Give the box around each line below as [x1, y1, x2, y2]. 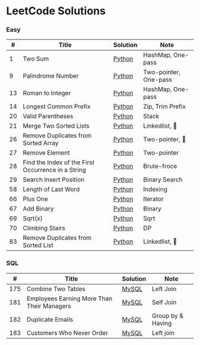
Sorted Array [23, 139, 59, 147]
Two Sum [23, 55, 49, 63]
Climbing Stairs [23, 224, 65, 232]
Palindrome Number [23, 72, 79, 80]
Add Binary [23, 205, 54, 213]
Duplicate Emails [26, 315, 73, 324]
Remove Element [23, 149, 70, 157]
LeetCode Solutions [6, 4, 106, 18]
